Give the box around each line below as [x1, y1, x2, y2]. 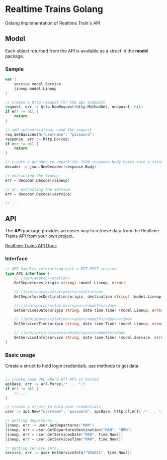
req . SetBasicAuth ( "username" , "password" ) [5, 132, 94, 137]
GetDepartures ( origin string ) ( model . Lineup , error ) [14, 281, 126, 286]
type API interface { [5, 271, 50, 276]
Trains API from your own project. [5, 233, 74, 239]
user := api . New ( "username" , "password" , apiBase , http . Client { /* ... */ [5, 409, 164, 414]
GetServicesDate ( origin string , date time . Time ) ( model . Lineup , [14, 308, 150, 313]
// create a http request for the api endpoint [5, 100, 106, 105]
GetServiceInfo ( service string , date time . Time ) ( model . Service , [14, 335, 153, 340]
